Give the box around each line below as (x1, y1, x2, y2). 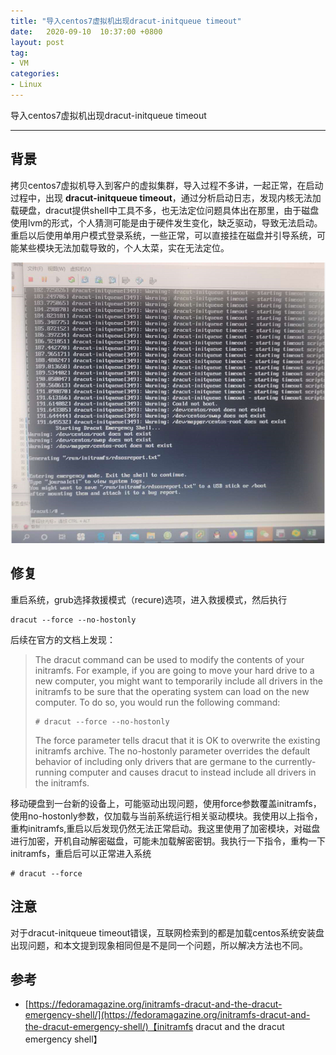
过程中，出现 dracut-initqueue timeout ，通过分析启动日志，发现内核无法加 (10, 191, 322, 204)
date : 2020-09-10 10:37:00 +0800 (10, 26, 163, 37)
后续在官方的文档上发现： (10, 633, 116, 645)
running (34, 766, 68, 778)
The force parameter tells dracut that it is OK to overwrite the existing (34, 734, 321, 746)
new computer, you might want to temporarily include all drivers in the (34, 675, 323, 687)
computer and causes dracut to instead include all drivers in (69, 766, 317, 778)
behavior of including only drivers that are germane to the (34, 755, 273, 767)
